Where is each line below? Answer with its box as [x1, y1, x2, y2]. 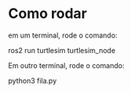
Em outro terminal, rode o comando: [8, 60, 125, 70]
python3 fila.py [8, 76, 57, 85]
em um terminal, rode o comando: [8, 30, 118, 40]
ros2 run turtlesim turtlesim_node [8, 45, 116, 55]
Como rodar [8, 5, 88, 23]
